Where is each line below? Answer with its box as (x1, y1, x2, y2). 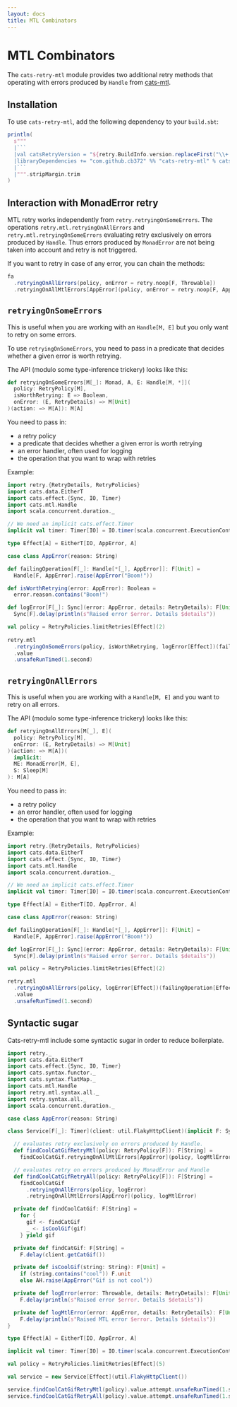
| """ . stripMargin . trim (13, 170, 80, 177)
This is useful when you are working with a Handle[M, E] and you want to (7, 693, 220, 701)
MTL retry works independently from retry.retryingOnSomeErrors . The (7, 216, 213, 224)
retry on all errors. (7, 701, 60, 709)
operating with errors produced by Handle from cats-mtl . (7, 78, 171, 87)
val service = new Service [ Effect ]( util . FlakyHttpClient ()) (7, 1373, 188, 1380)
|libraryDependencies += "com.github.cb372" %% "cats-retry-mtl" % (13, 157, 217, 165)
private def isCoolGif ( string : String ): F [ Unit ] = (13, 1263, 166, 1271)
